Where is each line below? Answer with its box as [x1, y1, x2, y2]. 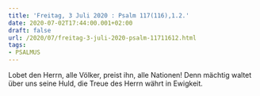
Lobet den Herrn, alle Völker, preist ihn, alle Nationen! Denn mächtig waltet [8, 71, 252, 79]
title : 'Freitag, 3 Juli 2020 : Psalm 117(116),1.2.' [8, 11, 190, 20]
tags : [8, 41, 26, 49]
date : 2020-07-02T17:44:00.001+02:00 [8, 19, 133, 27]
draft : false [8, 26, 52, 34]
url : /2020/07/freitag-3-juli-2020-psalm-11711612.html [8, 33, 197, 42]
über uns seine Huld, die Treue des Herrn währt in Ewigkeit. [8, 79, 204, 88]
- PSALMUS [8, 48, 41, 56]
